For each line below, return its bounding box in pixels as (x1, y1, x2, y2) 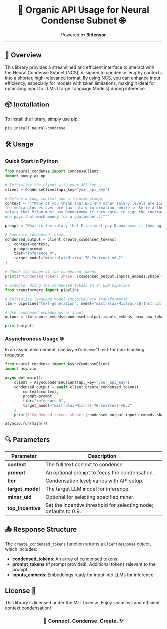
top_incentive (7, 505, 41, 512)
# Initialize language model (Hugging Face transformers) (5, 296, 128, 302)
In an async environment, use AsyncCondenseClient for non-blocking (5, 347, 145, 353)
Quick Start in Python (5, 157, 58, 164)
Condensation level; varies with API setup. (45, 477, 144, 484)
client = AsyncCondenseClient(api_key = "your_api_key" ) (14, 380, 130, 385)
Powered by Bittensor (61, 32, 106, 38)
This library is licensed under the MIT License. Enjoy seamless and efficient (5, 600, 160, 606)
